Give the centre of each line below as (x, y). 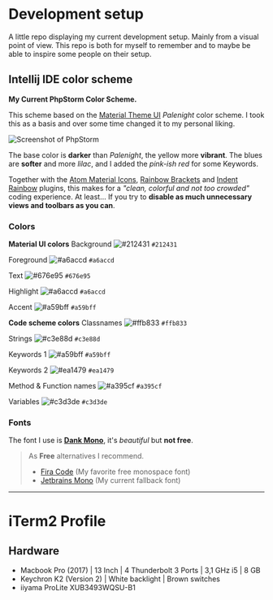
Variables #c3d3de (58, 402)
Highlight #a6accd (57, 291)
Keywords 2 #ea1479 (61, 370)
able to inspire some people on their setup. (80, 54)
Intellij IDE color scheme (71, 79)
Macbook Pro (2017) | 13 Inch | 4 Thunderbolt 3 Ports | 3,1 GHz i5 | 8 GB (141, 571)
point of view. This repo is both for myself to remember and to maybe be (130, 45)
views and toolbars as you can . (62, 205)
